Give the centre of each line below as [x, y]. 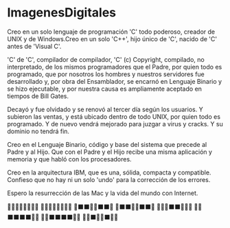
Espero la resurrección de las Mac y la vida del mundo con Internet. [103, 193]
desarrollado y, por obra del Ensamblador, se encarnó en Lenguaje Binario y [114, 81]
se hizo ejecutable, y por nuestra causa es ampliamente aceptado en [105, 89]
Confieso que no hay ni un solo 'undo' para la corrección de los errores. [109, 179]
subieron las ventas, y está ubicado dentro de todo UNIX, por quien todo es [114, 116]
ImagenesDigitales [62, 13]
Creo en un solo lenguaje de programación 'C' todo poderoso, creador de [111, 32]
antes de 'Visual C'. [34, 46]
